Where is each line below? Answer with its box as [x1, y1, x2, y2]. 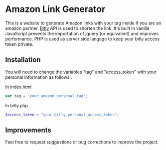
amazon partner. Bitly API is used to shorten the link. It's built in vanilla [5, 25, 150, 31]
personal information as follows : [5, 74, 72, 80]
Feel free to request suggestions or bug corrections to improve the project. [5, 139, 159, 145]
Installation [5, 56, 41, 64]
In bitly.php [5, 102, 28, 108]
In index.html [5, 84, 32, 90]
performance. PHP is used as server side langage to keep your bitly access [5, 36, 160, 42]
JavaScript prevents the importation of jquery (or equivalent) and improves [5, 30, 159, 36]
